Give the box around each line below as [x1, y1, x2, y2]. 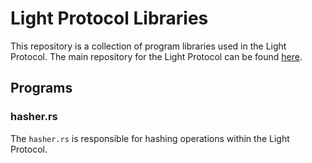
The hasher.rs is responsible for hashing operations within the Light [10, 132, 290, 144]
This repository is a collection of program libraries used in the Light [10, 40, 287, 52]
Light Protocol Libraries [10, 7, 209, 30]
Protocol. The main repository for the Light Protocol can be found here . [10, 50, 303, 62]
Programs [10, 80, 73, 97]
